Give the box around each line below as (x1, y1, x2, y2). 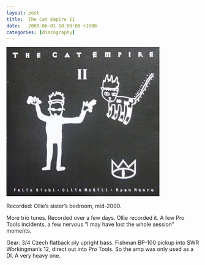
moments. (6, 227, 32, 234)
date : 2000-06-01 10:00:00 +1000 (6, 23, 97, 29)
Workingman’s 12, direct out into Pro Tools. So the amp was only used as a (6, 245, 194, 253)
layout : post (6, 10, 40, 16)
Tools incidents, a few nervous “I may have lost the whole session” (6, 220, 174, 228)
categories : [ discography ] (6, 29, 75, 35)
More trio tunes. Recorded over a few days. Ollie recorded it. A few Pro (6, 214, 185, 222)
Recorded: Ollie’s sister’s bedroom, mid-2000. (6, 202, 122, 210)
